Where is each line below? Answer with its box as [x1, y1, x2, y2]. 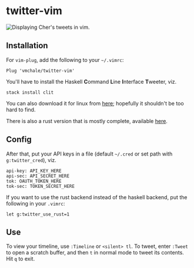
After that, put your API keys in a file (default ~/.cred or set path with [6, 150, 173, 157]
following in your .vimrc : [6, 200, 65, 207]
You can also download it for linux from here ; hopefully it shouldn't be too [6, 100, 184, 107]
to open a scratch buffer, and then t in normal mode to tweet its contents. [6, 249, 184, 256]
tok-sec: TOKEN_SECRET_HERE [6, 183, 75, 189]
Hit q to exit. [6, 255, 35, 263]
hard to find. [6, 106, 36, 113]
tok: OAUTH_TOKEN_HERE [6, 178, 62, 184]
